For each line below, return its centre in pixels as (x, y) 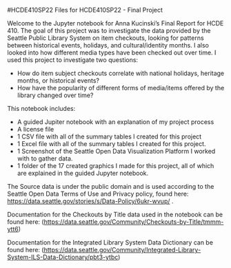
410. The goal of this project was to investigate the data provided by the (109, 31)
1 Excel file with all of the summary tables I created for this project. (111, 144)
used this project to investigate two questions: (73, 60)
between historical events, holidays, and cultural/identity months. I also (108, 45)
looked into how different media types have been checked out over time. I (112, 52)
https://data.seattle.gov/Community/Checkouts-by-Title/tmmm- (134, 222)
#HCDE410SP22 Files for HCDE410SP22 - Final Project (85, 10)
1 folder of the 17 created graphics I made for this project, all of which (115, 166)
